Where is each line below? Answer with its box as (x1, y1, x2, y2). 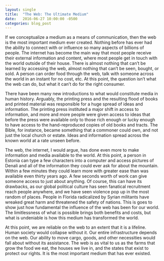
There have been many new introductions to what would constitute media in (5, 91, 158, 97)
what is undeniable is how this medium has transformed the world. (5, 215, 140, 221)
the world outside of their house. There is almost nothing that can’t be (5, 60, 146, 66)
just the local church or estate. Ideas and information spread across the (5, 132, 149, 138)
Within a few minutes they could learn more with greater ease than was (5, 168, 149, 174)
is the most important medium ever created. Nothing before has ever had (5, 40, 152, 46)
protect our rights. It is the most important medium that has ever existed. (5, 251, 151, 257)
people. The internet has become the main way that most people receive (5, 50, 152, 56)
